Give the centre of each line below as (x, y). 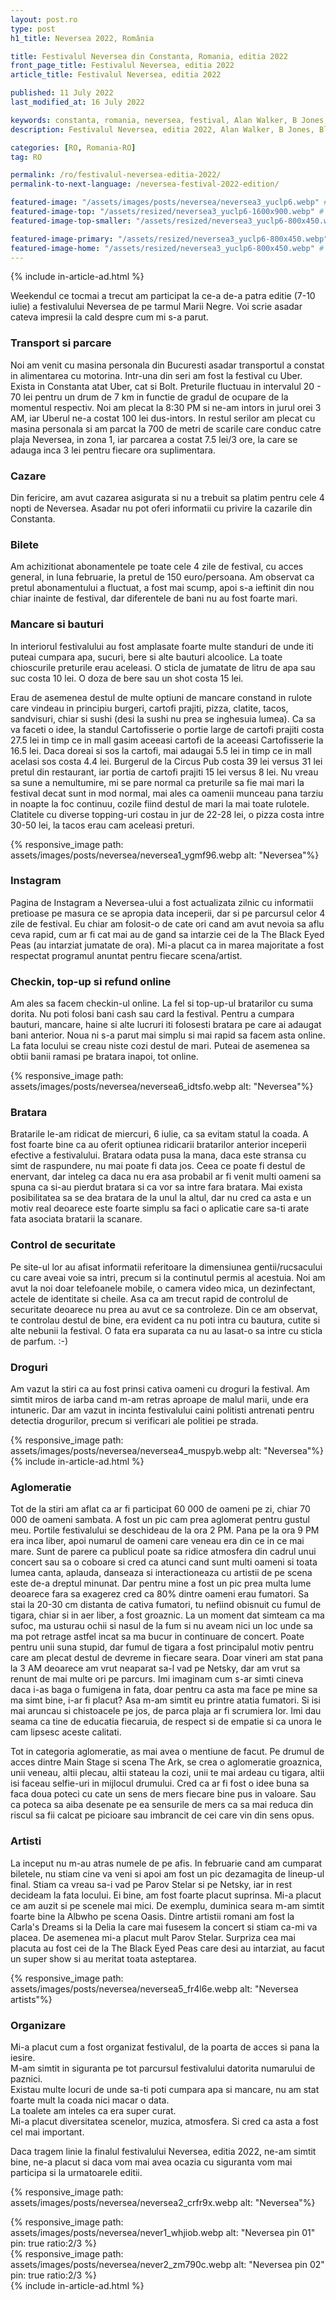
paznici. (26, 2078)
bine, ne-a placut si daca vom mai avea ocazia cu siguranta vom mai (151, 2162)
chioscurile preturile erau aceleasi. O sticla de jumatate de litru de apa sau (163, 667)
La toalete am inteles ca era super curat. (93, 2110)
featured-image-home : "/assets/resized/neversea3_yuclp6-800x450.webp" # (167, 248)
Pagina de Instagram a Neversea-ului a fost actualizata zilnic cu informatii (162, 902)
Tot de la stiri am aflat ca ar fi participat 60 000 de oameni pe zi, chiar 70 (160, 1509)
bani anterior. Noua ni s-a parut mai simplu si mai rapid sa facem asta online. (168, 1035)
